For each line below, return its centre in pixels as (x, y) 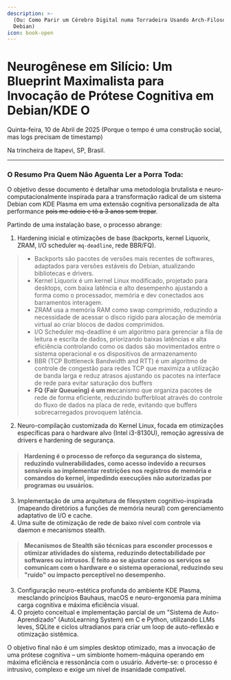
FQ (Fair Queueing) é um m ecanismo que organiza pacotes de (123, 390)
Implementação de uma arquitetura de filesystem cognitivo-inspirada (115, 500)
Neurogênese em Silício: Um (90, 67)
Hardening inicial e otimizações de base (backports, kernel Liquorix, (113, 238)
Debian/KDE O (49, 110)
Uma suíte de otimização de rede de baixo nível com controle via (109, 522)
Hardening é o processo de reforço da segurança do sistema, (113, 456)
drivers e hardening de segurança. (66, 440)
